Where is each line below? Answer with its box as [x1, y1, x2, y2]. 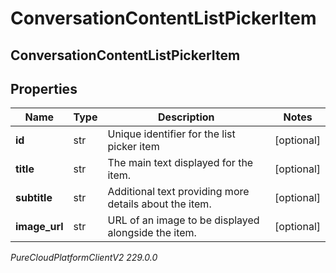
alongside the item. [107, 226, 197, 240]
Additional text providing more [107, 185, 250, 199]
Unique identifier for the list [107, 127, 236, 141]
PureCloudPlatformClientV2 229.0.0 [10, 252, 158, 264]
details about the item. [107, 197, 212, 211]
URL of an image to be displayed [107, 213, 260, 227]
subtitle [15, 191, 53, 205]
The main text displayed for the [107, 156, 254, 170]
